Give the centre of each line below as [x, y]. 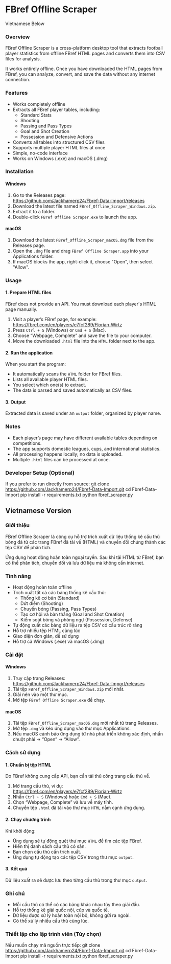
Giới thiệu [17, 525]
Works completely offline [39, 104]
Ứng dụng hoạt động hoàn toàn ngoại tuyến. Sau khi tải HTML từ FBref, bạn [85, 557]
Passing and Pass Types [46, 126]
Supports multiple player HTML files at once [59, 147]
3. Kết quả [16, 869]
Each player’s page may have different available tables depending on [85, 438]
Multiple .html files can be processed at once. [61, 459]
